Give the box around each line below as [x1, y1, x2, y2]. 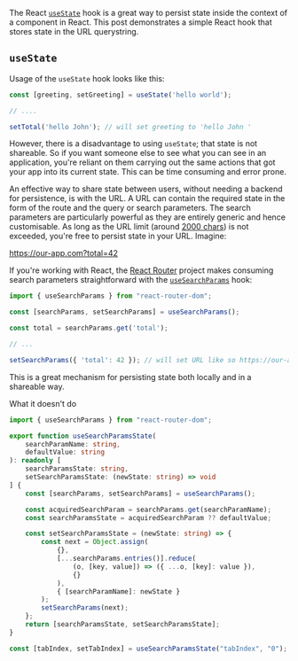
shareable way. [9, 381, 65, 392]
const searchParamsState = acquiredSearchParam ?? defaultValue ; [25, 513, 272, 522]
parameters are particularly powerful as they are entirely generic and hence [9, 212, 286, 222]
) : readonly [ [9, 456, 62, 465]
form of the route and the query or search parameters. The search [9, 203, 251, 214]
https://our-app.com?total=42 [9, 248, 118, 259]
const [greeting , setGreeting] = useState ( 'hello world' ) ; [9, 90, 232, 99]
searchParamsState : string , [25, 464, 129, 473]
